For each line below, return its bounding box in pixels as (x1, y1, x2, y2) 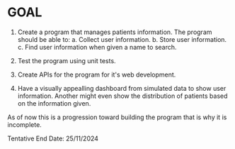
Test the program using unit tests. (17, 56, 116, 65)
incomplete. (7, 120, 42, 128)
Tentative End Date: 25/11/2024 (7, 134, 99, 143)
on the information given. (17, 99, 91, 107)
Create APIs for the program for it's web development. (17, 70, 176, 79)
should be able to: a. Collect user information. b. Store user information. (17, 35, 227, 43)
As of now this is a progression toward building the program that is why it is (7, 113, 227, 121)
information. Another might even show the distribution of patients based (17, 92, 228, 100)
